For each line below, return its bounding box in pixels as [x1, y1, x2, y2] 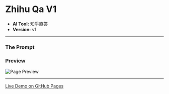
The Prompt [5, 44, 35, 51]
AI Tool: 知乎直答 [12, 21, 48, 27]
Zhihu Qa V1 [5, 4, 57, 15]
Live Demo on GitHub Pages [5, 83, 64, 89]
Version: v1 [12, 26, 37, 32]
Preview [5, 57, 26, 64]
